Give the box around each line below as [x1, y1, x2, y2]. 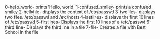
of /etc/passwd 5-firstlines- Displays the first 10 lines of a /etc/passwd [5, 19, 146, 25]
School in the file [5, 29, 39, 35]
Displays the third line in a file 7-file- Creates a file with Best [26, 24, 146, 30]
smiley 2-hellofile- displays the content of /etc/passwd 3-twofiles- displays [5, 9, 156, 15]
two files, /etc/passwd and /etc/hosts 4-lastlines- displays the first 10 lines [5, 14, 154, 19]
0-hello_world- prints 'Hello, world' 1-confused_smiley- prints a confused [5, 4, 151, 10]
